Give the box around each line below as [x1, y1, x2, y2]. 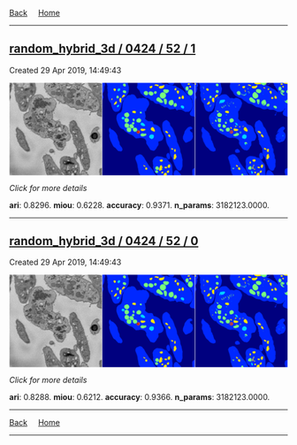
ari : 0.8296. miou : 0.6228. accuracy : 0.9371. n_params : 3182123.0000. [9, 199, 270, 211]
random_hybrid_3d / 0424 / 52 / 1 [9, 42, 196, 57]
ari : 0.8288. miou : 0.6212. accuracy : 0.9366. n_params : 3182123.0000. [9, 392, 270, 403]
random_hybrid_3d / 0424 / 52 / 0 [9, 234, 199, 249]
